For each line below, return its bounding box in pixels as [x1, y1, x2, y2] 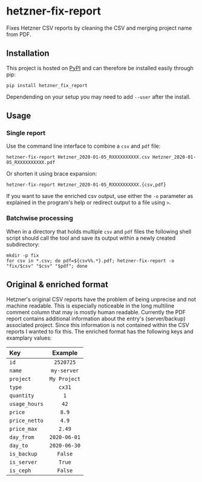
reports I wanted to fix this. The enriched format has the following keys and [6, 328, 194, 335]
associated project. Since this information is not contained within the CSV [6, 321, 189, 328]
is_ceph [9, 467, 31, 474]
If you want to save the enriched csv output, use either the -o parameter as [6, 193, 194, 200]
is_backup [9, 450, 37, 457]
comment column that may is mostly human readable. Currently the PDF [6, 308, 186, 315]
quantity [9, 392, 34, 399]
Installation [6, 48, 50, 59]
